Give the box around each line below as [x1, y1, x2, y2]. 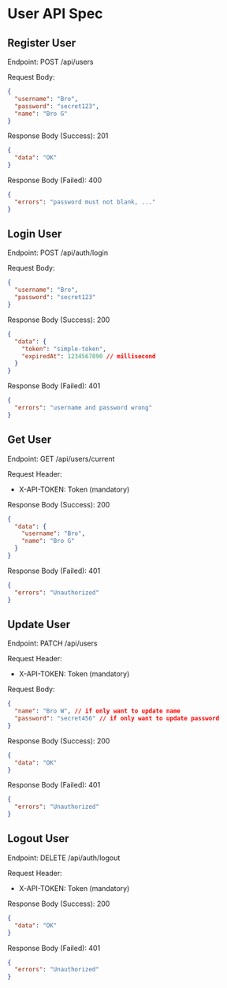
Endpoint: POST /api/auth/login [7, 248, 108, 257]
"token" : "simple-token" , [21, 345, 107, 353]
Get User [7, 433, 52, 447]
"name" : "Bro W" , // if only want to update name [14, 707, 180, 715]
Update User [7, 617, 71, 631]
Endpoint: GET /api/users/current [7, 454, 115, 463]
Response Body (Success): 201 [7, 131, 109, 140]
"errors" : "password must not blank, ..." [14, 198, 156, 206]
